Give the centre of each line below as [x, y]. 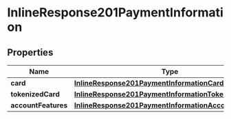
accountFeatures [39, 105]
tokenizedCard [35, 94]
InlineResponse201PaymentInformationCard [149, 83]
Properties [30, 52]
